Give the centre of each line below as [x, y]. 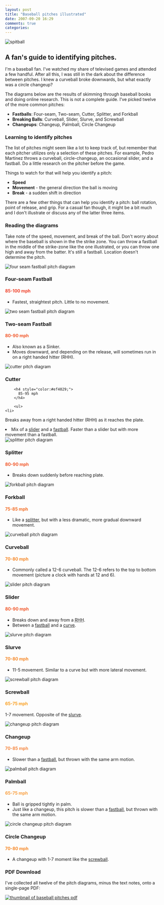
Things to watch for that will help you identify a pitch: [59, 173]
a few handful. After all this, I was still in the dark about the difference [75, 74]
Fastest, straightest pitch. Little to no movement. [61, 302]
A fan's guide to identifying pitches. [61, 57]
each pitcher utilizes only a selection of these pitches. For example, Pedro [80, 153]
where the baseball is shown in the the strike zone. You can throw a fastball [81, 241]
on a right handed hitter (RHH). [43, 357]
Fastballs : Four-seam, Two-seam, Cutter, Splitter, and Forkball [75, 114]
